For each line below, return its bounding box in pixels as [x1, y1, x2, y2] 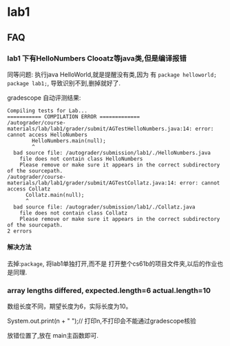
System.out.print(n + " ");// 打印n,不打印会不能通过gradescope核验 [7, 317, 196, 325]
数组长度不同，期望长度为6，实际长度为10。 [7, 302, 132, 310]
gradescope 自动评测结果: [7, 94, 81, 102]
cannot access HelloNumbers [7, 131, 88, 138]
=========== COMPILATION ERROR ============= [7, 113, 140, 120]
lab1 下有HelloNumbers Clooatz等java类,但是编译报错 [7, 53, 187, 63]
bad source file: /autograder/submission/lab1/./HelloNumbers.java [13, 149, 211, 156]
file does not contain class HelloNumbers [19, 155, 143, 162]
